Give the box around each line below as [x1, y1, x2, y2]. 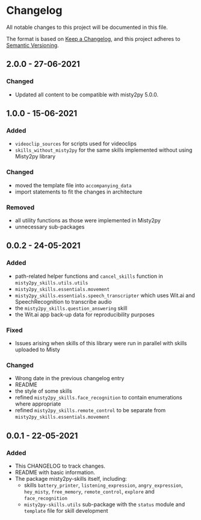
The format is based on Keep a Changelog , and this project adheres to [6, 35, 181, 42]
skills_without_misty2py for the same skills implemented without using [14, 146, 193, 154]
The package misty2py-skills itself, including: [14, 475, 128, 482]
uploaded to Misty [14, 346, 60, 353]
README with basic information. [14, 468, 96, 476]
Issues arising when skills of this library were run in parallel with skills [14, 339, 187, 346]
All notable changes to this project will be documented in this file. [6, 23, 169, 31]
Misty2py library [14, 153, 56, 160]
